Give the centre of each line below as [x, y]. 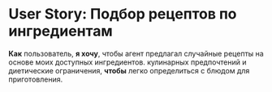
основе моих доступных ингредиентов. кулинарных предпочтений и [127, 62]
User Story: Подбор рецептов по [123, 14]
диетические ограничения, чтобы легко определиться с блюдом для [129, 70]
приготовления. [36, 79]
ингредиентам [60, 31]
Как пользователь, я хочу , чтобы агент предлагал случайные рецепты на [136, 53]
